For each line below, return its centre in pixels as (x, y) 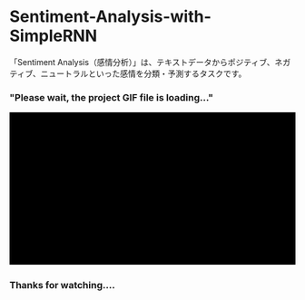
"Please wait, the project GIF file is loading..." (112, 97)
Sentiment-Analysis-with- (110, 17)
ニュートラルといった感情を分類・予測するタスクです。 (143, 73)
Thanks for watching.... (62, 285)
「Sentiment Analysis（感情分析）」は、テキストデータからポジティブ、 (142, 62)
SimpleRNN (54, 36)
